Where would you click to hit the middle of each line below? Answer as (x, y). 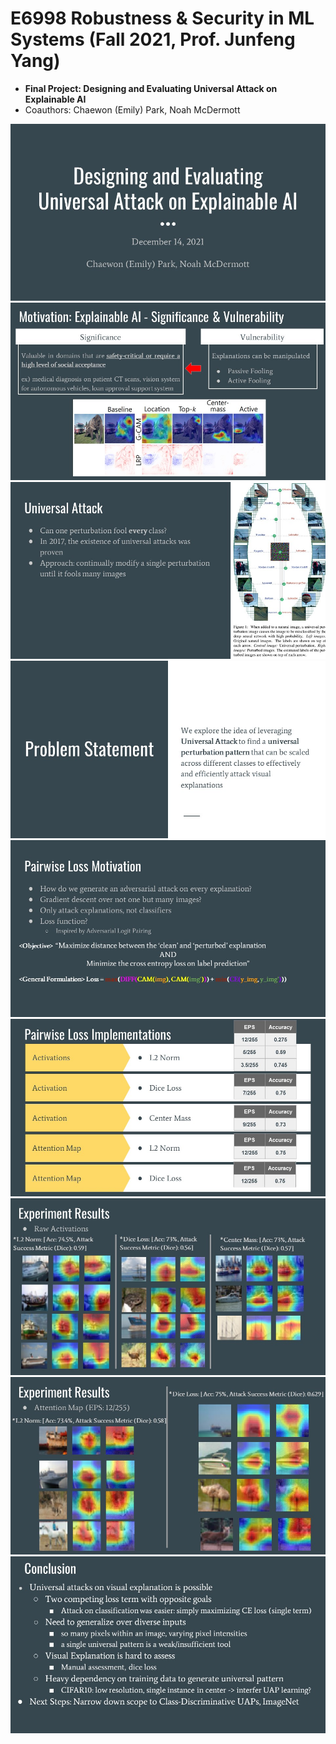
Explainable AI (55, 99)
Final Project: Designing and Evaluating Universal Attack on (151, 88)
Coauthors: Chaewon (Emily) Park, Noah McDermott (132, 109)
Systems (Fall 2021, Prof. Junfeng (153, 39)
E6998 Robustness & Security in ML (162, 18)
